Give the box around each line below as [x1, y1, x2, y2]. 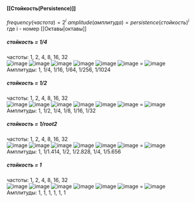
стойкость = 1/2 [6, 80, 47, 87]
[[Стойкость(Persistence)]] [6, 5, 76, 12]
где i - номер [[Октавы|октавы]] [6, 25, 87, 32]
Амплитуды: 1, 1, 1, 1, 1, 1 [6, 189, 66, 196]
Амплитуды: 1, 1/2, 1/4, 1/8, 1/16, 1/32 [6, 107, 96, 114]
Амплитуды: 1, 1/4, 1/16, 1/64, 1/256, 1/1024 [6, 66, 111, 73]
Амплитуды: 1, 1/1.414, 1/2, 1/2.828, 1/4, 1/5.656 [6, 148, 121, 155]
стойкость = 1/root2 [6, 120, 58, 128]
